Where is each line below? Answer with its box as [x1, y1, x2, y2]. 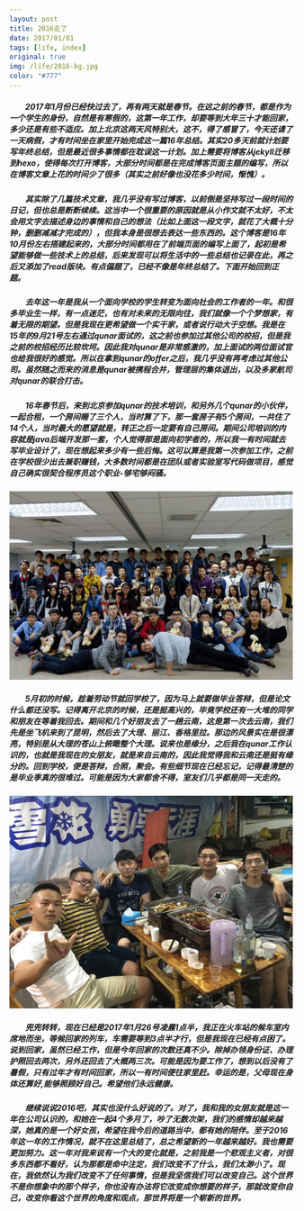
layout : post [9, 14, 58, 23]
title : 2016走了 [9, 23, 67, 33]
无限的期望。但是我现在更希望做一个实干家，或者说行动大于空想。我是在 [16, 320, 285, 330]
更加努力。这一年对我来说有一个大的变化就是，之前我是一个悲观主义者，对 [9, 1148, 285, 1159]
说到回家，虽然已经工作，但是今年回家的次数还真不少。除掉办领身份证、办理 [9, 1044, 293, 1055]
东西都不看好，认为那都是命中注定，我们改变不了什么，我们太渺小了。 [16, 1159, 277, 1170]
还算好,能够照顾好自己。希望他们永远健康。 [16, 1078, 178, 1089]
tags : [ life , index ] [9, 43, 87, 52]
